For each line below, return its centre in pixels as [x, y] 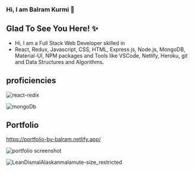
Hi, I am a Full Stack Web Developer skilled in [70, 43]
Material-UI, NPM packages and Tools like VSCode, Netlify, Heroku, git [101, 55]
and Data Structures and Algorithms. [59, 62]
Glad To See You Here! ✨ [52, 29]
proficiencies [31, 80]
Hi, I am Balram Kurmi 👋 [40, 9]
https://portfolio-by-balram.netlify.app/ [53, 140]
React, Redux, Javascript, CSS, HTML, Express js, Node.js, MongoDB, [100, 49]
